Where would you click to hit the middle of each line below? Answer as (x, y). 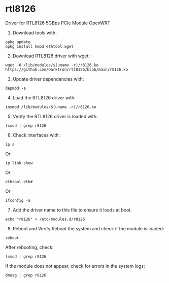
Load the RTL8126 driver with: (44, 97)
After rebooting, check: (29, 247)
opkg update (18, 42)
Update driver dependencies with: (48, 79)
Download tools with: (35, 32)
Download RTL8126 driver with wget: (51, 56)
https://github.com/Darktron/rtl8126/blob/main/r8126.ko (67, 69)
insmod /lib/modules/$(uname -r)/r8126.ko (51, 107)
